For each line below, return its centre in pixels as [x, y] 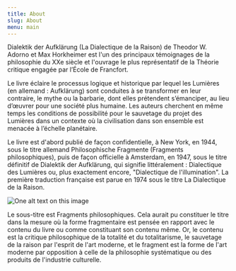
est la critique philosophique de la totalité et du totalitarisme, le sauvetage [115, 237]
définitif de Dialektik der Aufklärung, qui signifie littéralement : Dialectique [114, 165]
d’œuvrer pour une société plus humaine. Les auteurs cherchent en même [115, 106]
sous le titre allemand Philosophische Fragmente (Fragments [95, 150]
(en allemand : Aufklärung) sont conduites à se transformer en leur [104, 91]
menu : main [23, 27]
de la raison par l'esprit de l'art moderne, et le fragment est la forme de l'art [117, 245]
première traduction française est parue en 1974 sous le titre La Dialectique [117, 180]
